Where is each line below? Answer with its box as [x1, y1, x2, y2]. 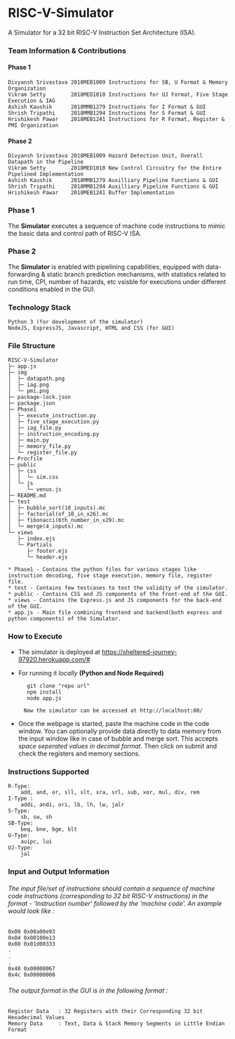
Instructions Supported [8, 767, 90, 777]
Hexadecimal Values [8, 1014, 65, 1021]
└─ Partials [17, 542, 53, 549]
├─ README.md [8, 492, 46, 499]
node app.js [26, 694, 62, 701]
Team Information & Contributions [8, 46, 127, 56]
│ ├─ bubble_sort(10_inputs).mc [8, 504, 106, 511]
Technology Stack [8, 302, 72, 312]
